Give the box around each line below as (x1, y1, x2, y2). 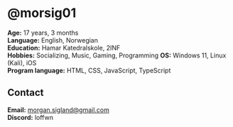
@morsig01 (7, 5, 77, 21)
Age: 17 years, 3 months (7, 28, 79, 37)
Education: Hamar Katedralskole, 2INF (7, 43, 121, 52)
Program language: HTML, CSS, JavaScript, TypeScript (7, 66, 171, 74)
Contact (7, 87, 44, 99)
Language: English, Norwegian (7, 35, 98, 44)
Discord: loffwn (7, 113, 53, 121)
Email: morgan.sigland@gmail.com (7, 105, 110, 114)
